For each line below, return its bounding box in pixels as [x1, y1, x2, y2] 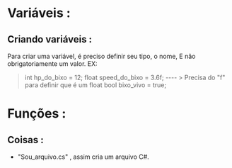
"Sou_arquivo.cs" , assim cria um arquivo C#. [17, 152, 150, 161]
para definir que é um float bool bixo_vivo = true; [24, 81, 167, 89]
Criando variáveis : [7, 33, 93, 45]
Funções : [7, 106, 66, 122]
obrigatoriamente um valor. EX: [7, 60, 98, 68]
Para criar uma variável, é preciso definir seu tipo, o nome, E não [7, 52, 196, 60]
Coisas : [7, 133, 44, 146]
